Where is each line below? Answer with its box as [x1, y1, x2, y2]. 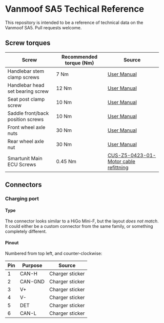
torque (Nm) [65, 60, 94, 66]
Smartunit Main [7, 155, 42, 161]
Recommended [61, 53, 98, 60]
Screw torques [5, 39, 51, 47]
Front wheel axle [7, 123, 45, 130]
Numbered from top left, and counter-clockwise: [5, 250, 102, 257]
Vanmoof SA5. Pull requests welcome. [5, 24, 82, 30]
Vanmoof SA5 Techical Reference [5, 3, 144, 15]
